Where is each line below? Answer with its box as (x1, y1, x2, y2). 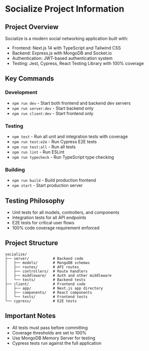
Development (5, 89, 38, 96)
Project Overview (5, 23, 59, 31)
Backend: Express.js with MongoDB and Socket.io (12, 50, 112, 56)
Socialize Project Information (5, 3, 125, 15)
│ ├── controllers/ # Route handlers (5, 268, 88, 274)
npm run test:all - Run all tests (12, 144, 76, 150)
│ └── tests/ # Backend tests (5, 277, 86, 282)
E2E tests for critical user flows (12, 220, 74, 226)
